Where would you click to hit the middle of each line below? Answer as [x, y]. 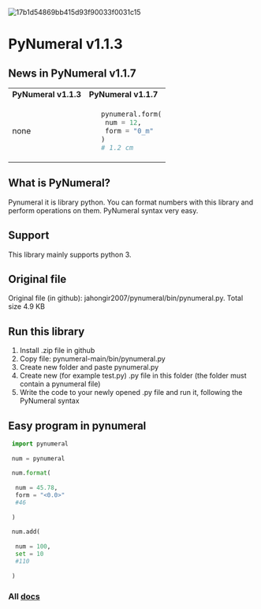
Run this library [47, 331]
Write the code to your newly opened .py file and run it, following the [131, 393]
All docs [24, 596]
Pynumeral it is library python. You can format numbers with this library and [131, 202]
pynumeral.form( [132, 114]
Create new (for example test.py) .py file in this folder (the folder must [133, 376]
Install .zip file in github [57, 351]
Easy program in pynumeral [77, 425]
